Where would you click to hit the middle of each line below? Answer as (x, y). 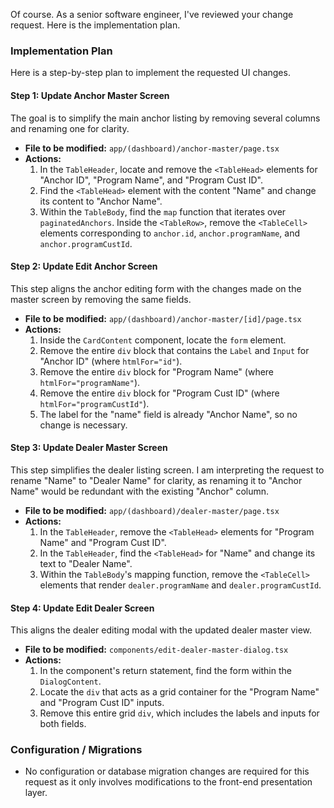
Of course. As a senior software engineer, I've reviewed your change (152, 14)
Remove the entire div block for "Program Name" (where (157, 371)
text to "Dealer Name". (86, 563)
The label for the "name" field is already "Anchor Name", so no (168, 414)
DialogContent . (70, 681)
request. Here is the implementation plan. (95, 25)
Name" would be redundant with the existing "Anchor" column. (140, 491)
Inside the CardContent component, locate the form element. (163, 340)
